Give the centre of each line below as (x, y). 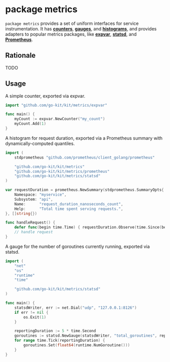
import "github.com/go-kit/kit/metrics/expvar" (56, 105)
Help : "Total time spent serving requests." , (69, 209)
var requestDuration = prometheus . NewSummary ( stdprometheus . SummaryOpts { (85, 190)
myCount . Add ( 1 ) (30, 124)
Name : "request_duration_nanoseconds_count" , (69, 204)
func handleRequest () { (30, 223)
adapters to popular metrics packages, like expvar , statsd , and (71, 34)
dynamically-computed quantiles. (40, 143)
